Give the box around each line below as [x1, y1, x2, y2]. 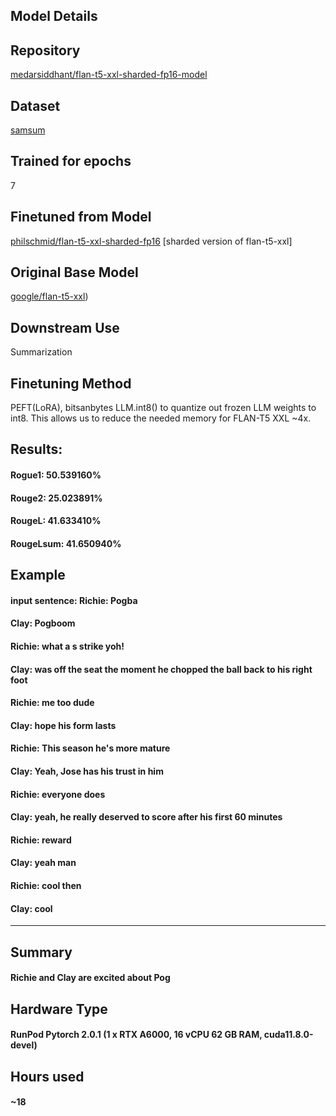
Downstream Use [10, 319, 120, 336]
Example [10, 567, 66, 584]
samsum [10, 124, 46, 136]
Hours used [10, 1068, 85, 1085]
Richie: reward [10, 834, 72, 846]
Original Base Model [10, 264, 139, 281]
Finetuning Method [10, 375, 132, 392]
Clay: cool [10, 902, 53, 914]
